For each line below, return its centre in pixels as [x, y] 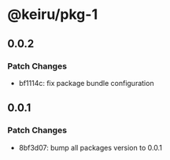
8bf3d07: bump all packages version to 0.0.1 [91, 147]
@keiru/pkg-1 [53, 15]
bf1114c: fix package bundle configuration [86, 83]
